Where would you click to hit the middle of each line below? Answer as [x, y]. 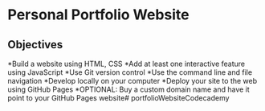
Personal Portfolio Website [98, 15]
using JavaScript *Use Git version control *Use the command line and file [130, 72]
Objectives [35, 45]
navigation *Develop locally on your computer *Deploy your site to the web [132, 81]
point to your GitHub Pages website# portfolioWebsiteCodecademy [118, 98]
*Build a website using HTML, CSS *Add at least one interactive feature [126, 64]
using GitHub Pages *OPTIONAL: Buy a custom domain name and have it [128, 89]
